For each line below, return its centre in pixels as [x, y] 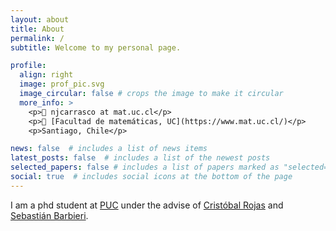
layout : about [40, 19]
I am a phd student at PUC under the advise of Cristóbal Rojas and [147, 205]
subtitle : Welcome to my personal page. [96, 47]
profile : [28, 66]
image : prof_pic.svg [62, 84]
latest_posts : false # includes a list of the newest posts [140, 158]
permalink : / [37, 38]
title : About [37, 29]
